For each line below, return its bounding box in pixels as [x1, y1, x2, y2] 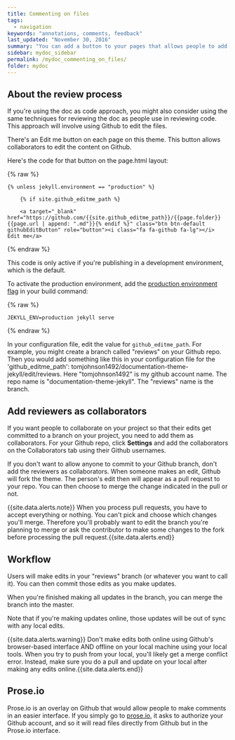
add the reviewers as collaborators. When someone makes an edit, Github [7, 467, 221, 476]
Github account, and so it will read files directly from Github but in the [7, 718, 208, 727]
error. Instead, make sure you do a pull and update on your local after [7, 657, 207, 666]
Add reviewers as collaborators [7, 405, 147, 417]
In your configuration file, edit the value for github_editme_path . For [7, 340, 202, 349]
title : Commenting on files [7, 10, 90, 18]
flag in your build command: [7, 287, 88, 295]
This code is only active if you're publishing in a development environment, [7, 259, 224, 267]
